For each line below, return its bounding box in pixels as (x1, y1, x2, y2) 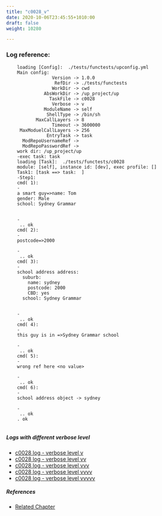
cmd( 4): (17, 322, 39, 328)
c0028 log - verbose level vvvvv (14, 475, 95, 482)
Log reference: (6, 50, 50, 59)
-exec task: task (17, 154, 61, 160)
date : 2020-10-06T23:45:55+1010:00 (6, 14, 95, 20)
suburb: (22, 274, 42, 280)
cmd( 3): (17, 259, 39, 265)
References (6, 488, 36, 496)
